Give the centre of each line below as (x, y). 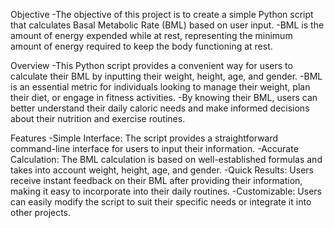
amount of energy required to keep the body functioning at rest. (141, 46)
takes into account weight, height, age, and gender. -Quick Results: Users (162, 170)
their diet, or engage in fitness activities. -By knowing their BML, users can (164, 97)
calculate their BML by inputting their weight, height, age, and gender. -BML (166, 76)
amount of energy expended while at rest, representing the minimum (151, 35)
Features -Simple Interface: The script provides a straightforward (144, 138)
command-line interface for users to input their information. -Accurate (154, 148)
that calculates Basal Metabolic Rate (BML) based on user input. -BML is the (167, 25)
